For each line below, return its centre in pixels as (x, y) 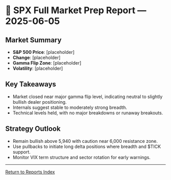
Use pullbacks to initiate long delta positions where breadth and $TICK (87, 146)
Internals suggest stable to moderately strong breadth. (70, 107)
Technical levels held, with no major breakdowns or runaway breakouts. (88, 113)
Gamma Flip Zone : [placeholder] (47, 63)
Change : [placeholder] (37, 57)
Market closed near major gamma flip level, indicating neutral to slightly (88, 97)
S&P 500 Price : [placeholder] (44, 52)
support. (22, 152)
